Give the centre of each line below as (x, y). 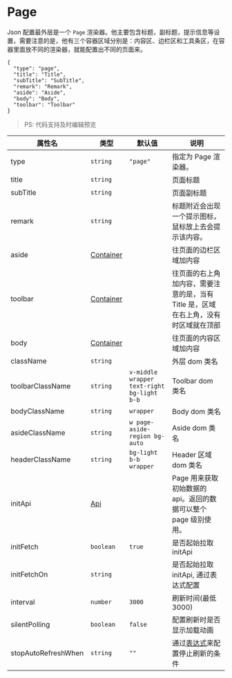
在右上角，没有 (196, 314)
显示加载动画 (193, 630)
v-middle (143, 372)
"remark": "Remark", (43, 86)
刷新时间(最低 (194, 598)
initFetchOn (29, 574)
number (101, 602)
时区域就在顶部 (196, 325)
